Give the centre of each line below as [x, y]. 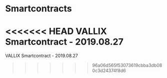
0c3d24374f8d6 [109, 71]
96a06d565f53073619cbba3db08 [127, 66]
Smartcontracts [38, 9]
